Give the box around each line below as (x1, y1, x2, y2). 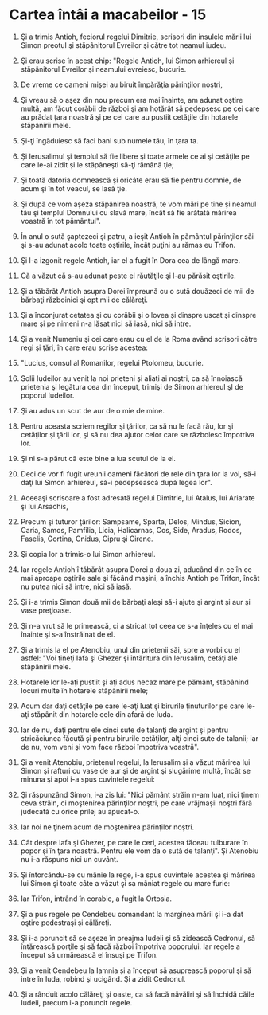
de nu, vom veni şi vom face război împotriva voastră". (20, 742, 200, 751)
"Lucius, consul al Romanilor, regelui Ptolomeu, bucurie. (20, 358, 204, 367)
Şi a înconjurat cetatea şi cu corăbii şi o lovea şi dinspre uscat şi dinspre (20, 310, 257, 319)
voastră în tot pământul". (20, 216, 102, 225)
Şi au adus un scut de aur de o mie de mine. (20, 406, 165, 415)
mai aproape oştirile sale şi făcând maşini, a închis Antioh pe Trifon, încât (20, 573, 260, 582)
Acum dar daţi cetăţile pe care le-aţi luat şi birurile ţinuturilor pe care (20, 701, 245, 711)
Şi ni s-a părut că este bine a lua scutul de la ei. (20, 453, 176, 463)
